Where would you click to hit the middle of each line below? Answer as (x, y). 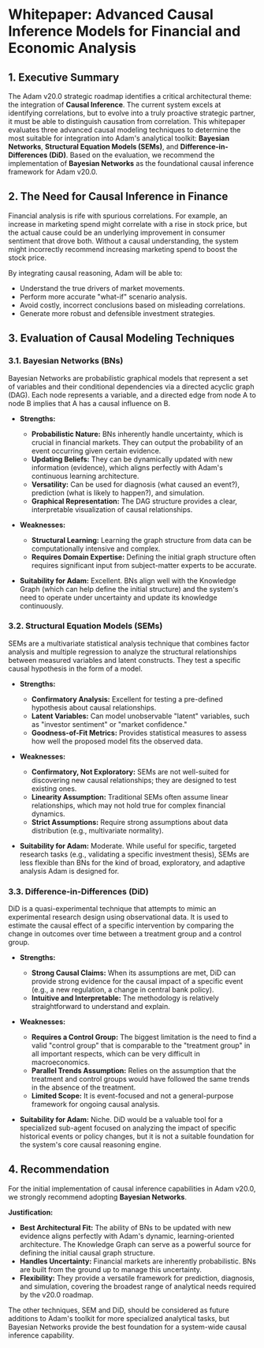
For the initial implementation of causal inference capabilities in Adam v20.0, (132, 1188)
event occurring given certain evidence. (96, 450)
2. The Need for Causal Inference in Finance (118, 196)
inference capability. (41, 1335)
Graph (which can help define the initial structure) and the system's (129, 589)
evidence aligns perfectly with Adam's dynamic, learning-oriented (127, 1236)
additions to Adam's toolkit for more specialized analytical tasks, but (119, 1318)
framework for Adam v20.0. (53, 172)
